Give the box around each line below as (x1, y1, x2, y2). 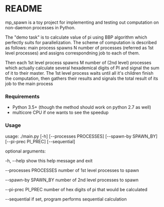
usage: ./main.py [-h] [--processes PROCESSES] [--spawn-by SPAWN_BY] (5, 133, 158, 139)
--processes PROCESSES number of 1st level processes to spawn (5, 167, 139, 173)
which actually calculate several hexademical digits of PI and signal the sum (5, 65, 160, 71)
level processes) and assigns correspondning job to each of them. (5, 50, 140, 56)
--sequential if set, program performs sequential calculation (5, 196, 127, 202)
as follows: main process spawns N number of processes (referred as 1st (5, 45, 154, 51)
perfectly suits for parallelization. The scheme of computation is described (5, 39, 157, 45)
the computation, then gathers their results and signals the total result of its (5, 75, 158, 81)
